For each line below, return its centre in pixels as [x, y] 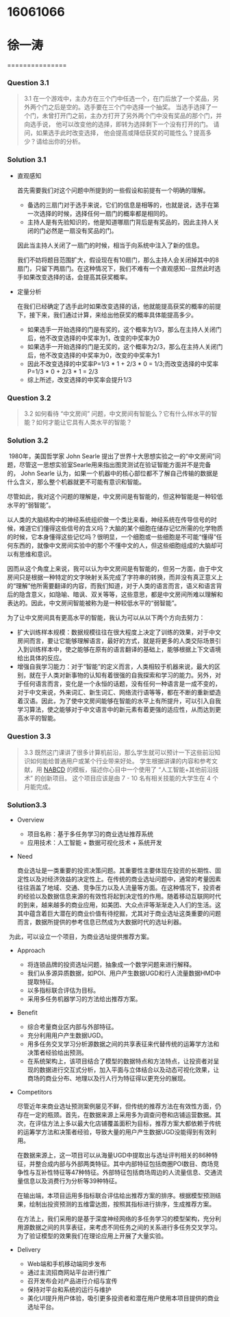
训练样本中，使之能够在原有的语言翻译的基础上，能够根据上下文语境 [125, 649]
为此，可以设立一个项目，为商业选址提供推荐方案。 [80, 936]
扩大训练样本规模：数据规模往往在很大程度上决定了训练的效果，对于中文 [119, 632]
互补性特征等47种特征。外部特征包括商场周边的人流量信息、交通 [126, 1172]
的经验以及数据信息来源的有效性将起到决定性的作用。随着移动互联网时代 [119, 896]
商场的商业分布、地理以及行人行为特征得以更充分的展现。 [108, 1078]
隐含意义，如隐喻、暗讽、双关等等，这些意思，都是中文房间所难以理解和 [121, 594]
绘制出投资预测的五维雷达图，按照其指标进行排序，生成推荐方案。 [122, 1204]
